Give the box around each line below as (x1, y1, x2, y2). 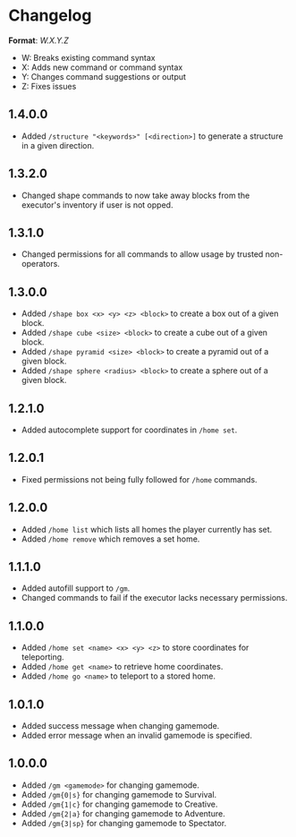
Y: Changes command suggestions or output (21, 71, 187, 81)
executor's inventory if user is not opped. (21, 199, 173, 210)
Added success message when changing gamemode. (21, 721, 220, 731)
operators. (21, 259, 60, 269)
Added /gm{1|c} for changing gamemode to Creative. (21, 799, 218, 809)
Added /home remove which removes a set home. (21, 534, 200, 544)
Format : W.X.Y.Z (8, 35, 69, 46)
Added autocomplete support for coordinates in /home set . (21, 424, 238, 435)
